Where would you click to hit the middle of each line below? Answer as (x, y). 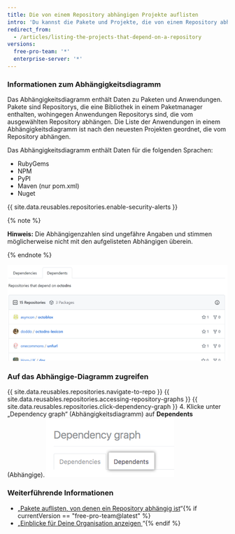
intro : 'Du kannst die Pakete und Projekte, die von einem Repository (112, 22)
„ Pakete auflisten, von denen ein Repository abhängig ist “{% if (107, 508)
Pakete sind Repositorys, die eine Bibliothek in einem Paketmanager (105, 107)
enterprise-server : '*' (48, 59)
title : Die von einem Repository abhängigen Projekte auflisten (103, 15)
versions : (22, 44)
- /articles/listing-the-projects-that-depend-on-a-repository (107, 37)
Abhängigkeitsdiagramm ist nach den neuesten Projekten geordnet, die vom (117, 129)
